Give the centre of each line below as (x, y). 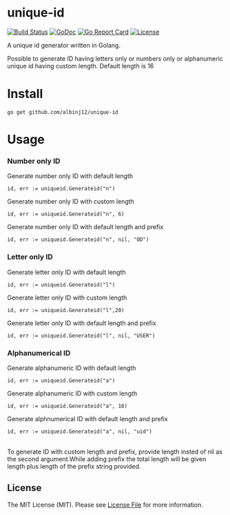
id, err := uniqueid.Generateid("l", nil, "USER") (81, 336)
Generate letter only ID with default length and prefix (82, 323)
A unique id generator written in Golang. (64, 45)
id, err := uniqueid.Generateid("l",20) (66, 310)
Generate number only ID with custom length (71, 202)
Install (25, 94)
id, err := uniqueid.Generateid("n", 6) (66, 214)
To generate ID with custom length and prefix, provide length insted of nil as (115, 451)
